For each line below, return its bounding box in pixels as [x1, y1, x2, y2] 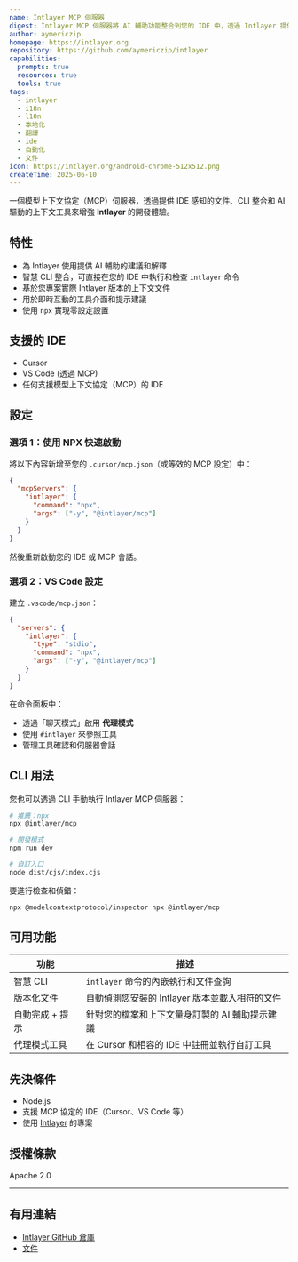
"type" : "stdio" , [32, 640, 98, 649]
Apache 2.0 [9, 1170, 51, 1181]
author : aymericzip [9, 29, 82, 38]
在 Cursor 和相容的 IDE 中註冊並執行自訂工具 [85, 1039, 272, 1051]
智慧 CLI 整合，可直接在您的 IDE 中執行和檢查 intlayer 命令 [21, 272, 239, 283]
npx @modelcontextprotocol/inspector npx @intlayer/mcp [9, 903, 220, 912]
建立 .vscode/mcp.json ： [9, 597, 99, 608]
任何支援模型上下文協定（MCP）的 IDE [21, 379, 164, 389]
